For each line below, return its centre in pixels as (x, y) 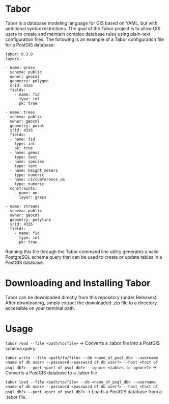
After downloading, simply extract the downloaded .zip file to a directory (81, 303)
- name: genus (25, 152)
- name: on (26, 193)
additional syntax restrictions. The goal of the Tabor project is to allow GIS (83, 28)
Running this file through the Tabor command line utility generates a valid (82, 252)
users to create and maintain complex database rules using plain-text (78, 34)
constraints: (24, 188)
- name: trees (20, 112)
